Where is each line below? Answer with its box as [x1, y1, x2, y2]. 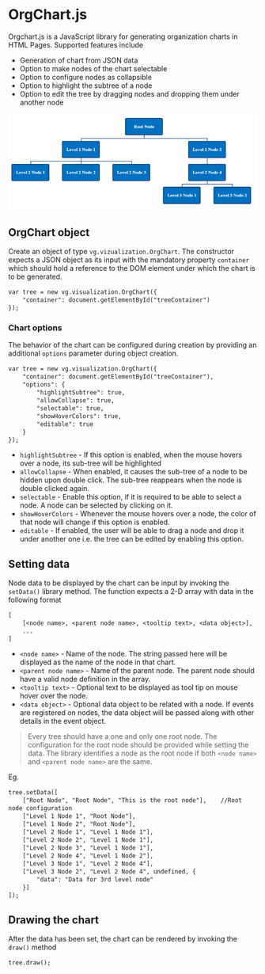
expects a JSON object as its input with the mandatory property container [8, 255, 250, 264]
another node [19, 97, 64, 107]
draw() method [8, 942, 57, 952]
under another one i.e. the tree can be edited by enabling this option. [19, 535, 244, 544]
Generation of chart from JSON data [19, 55, 138, 65]
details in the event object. [19, 717, 107, 726]
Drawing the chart [8, 913, 100, 926]
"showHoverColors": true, [36, 413, 123, 420]
